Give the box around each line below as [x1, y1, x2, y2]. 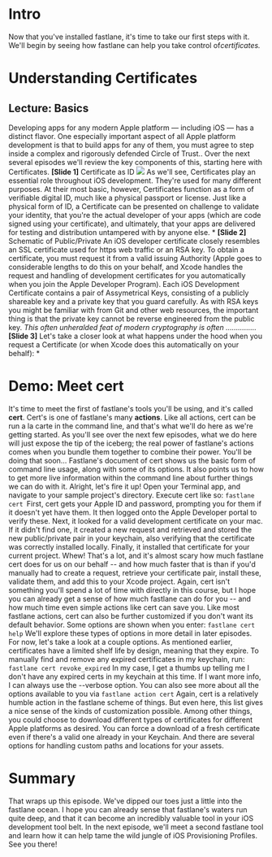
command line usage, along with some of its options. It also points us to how [8, 464, 264, 474]
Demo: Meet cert [8, 377, 124, 395]
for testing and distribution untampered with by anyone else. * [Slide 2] [8, 227, 247, 237]
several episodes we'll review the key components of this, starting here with [8, 157, 262, 167]
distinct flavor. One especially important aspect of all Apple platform [8, 131, 236, 141]
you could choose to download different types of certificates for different [8, 715, 253, 724]
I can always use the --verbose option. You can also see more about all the [8, 680, 260, 690]
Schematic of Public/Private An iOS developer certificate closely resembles [8, 236, 261, 246]
